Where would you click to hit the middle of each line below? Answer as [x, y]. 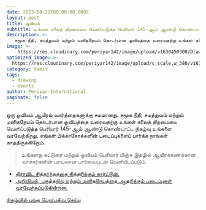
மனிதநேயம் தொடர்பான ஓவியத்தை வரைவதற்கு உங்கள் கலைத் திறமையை [92, 122]
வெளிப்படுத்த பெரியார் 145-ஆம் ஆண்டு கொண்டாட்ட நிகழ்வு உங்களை [89, 129]
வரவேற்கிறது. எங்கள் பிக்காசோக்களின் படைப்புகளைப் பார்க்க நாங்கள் [87, 135]
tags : [13, 75]
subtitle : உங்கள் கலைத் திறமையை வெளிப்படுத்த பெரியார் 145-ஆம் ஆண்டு [91, 29]
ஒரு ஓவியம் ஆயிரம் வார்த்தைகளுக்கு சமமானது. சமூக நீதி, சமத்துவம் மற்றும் [95, 114]
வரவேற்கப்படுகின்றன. [41, 187]
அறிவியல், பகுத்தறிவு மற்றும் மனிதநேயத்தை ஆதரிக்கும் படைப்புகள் [93, 181]
